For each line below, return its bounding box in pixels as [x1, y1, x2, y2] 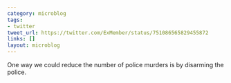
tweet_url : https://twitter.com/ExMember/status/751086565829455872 [7, 29, 209, 36]
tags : [7, 16, 23, 23]
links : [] [7, 36, 36, 43]
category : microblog [7, 10, 67, 17]
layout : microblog [7, 42, 60, 49]
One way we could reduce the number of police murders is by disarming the [7, 61, 224, 69]
